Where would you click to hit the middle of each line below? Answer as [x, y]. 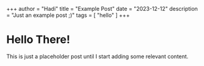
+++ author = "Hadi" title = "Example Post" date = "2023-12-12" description [102, 9]
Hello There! [38, 40]
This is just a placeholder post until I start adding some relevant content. [97, 56]
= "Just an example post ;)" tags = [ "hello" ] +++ [68, 15]
